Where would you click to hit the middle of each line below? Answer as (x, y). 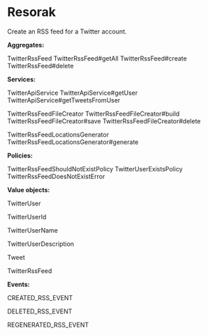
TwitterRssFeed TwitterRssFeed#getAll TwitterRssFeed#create (97, 58)
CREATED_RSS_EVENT (40, 297)
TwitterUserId (27, 217)
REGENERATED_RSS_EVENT (48, 325)
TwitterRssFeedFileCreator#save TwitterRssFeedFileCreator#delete (104, 121)
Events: (18, 284)
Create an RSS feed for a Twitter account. (67, 31)
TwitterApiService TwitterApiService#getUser (73, 93)
